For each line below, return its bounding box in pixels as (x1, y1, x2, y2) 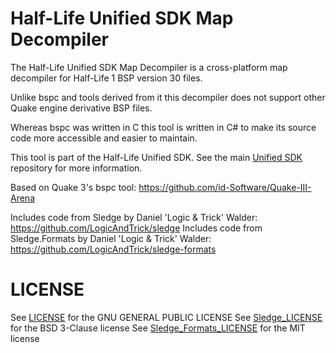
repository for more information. (10, 162, 143, 174)
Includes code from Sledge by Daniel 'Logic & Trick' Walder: (10, 211, 258, 223)
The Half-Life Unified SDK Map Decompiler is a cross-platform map (10, 61, 288, 73)
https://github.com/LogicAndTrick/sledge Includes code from (10, 222, 263, 234)
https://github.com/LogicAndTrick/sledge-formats (10, 243, 217, 255)
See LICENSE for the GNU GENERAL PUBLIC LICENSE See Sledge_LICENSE (10, 311, 323, 323)
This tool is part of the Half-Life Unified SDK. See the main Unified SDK (10, 151, 303, 163)
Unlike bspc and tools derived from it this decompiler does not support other (10, 91, 326, 103)
